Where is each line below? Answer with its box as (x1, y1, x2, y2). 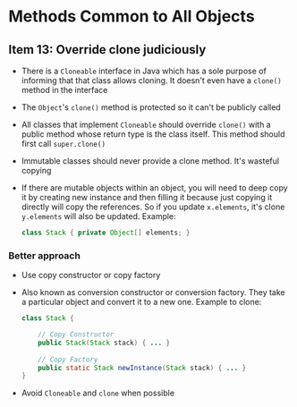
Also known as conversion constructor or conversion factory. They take (21, 287, 285, 298)
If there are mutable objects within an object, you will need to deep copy (21, 182, 288, 193)
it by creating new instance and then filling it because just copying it (21, 192, 273, 202)
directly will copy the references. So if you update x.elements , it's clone (21, 201, 285, 212)
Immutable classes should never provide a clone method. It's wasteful (21, 156, 279, 166)
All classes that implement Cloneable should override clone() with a (21, 119, 271, 130)
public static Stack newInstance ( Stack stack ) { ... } (38, 363, 247, 372)
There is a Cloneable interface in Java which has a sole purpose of (21, 65, 267, 76)
